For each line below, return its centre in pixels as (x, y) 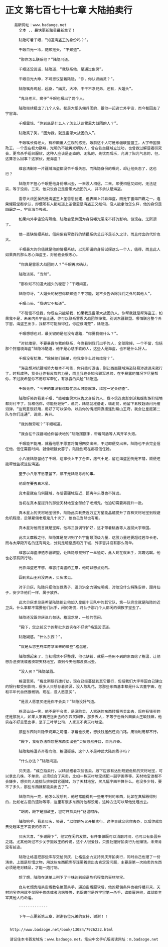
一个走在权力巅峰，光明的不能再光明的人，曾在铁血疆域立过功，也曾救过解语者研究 (89, 148)
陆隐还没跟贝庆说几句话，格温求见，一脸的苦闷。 (61, 617)
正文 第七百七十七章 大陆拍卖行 (69, 10)
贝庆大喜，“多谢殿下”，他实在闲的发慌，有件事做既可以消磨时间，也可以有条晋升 (90, 836)
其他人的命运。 (22, 898)
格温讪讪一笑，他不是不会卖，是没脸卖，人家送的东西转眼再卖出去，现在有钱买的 (89, 711)
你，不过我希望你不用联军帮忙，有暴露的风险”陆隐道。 (53, 379)
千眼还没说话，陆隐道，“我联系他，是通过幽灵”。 (62, 69)
